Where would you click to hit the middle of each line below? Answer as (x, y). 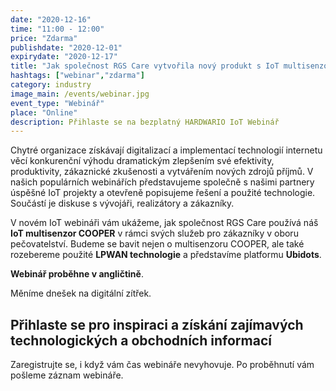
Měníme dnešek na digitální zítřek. (81, 293)
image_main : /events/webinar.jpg (80, 94)
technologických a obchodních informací (141, 340)
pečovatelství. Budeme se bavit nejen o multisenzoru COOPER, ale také (157, 244)
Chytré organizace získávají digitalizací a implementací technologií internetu (166, 150)
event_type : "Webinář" (57, 103)
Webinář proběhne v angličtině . (77, 274)
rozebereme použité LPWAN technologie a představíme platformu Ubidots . (166, 255)
